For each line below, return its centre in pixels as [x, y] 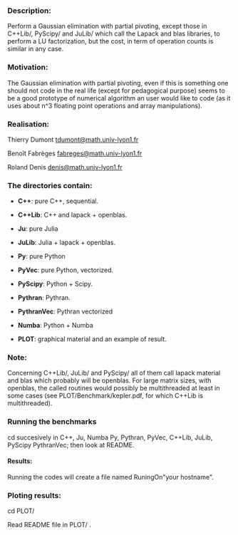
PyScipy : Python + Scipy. [55, 284]
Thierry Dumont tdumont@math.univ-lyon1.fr [73, 139]
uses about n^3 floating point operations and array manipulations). [105, 105]
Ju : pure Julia [38, 229]
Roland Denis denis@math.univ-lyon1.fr [65, 167]
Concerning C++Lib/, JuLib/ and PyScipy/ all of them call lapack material [114, 373]
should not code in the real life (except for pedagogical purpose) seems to [117, 90]
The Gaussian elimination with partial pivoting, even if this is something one [118, 83]
